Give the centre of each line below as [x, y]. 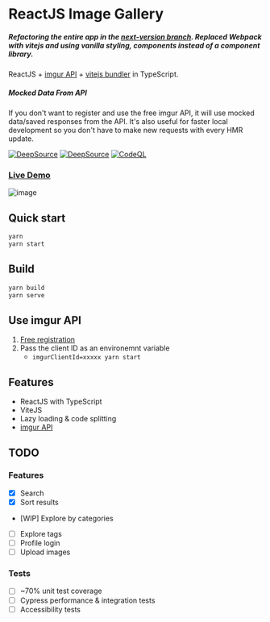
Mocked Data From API [48, 93]
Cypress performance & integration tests [87, 600]
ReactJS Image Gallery [86, 14]
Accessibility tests [50, 609]
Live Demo [29, 176]
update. [21, 139]
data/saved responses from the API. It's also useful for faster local [118, 122]
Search [32, 493]
